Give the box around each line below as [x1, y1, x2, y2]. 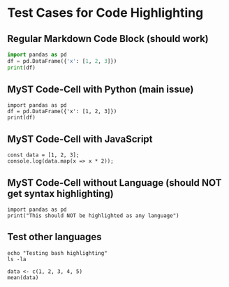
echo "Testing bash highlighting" [7, 249, 108, 256]
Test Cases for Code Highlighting [7, 5, 204, 21]
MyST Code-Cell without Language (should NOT [7, 177, 222, 189]
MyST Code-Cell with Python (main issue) [7, 84, 194, 96]
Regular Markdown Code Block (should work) [7, 33, 209, 45]
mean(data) [7, 274, 39, 281]
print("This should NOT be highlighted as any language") [7, 212, 179, 219]
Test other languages [7, 231, 103, 243]
